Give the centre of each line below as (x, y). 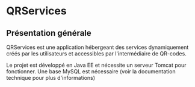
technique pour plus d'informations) (51, 78)
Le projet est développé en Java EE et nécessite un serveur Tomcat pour (96, 65)
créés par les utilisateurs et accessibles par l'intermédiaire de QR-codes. (96, 54)
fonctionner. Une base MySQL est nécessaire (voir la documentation (91, 72)
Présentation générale (49, 33)
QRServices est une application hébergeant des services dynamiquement (97, 47)
